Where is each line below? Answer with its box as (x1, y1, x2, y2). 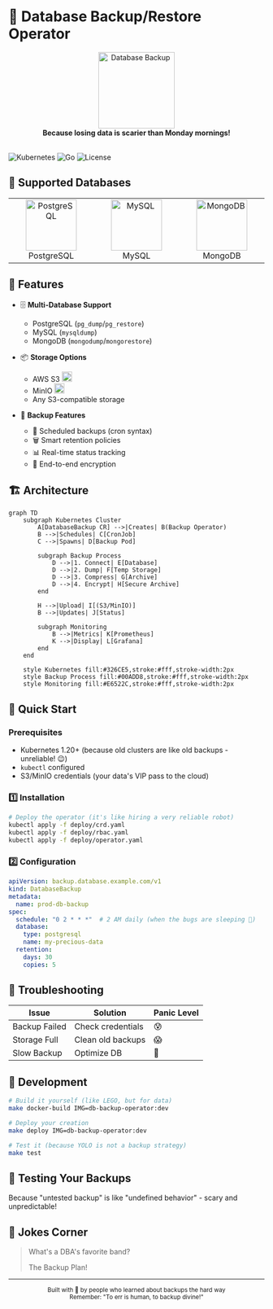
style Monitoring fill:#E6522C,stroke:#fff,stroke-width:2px (23, 680, 234, 689)
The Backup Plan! (28, 1263, 88, 1272)
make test (8, 1149, 42, 1157)
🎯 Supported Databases (8, 176, 132, 190)
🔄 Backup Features (19, 410, 86, 420)
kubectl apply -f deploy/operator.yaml (8, 836, 144, 844)
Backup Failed (12, 1021, 67, 1032)
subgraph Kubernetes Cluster (23, 516, 122, 524)
